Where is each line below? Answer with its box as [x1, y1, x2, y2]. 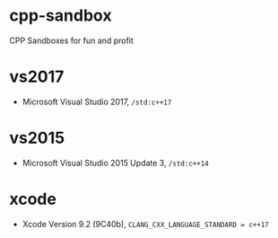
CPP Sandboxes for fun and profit [9, 35, 135, 46]
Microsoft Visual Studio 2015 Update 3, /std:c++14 [22, 157, 209, 168]
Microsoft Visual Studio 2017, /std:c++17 [22, 96, 172, 107]
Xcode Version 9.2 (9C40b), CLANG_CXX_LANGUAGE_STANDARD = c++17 [22, 218, 269, 229]
